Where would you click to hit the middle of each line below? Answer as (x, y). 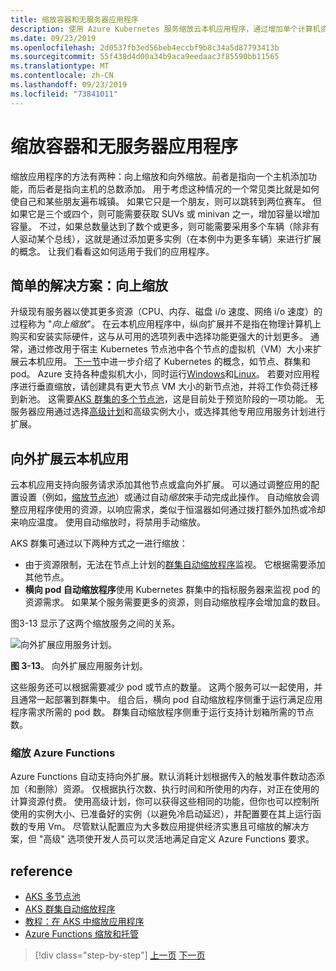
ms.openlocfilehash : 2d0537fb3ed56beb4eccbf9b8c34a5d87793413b (145, 47)
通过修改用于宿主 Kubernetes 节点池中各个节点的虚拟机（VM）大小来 (170, 349)
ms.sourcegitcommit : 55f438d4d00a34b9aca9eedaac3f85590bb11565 (145, 57)
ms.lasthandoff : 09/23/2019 (69, 85)
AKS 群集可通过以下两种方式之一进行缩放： (99, 543)
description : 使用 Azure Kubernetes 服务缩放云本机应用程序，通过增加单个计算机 (165, 29)
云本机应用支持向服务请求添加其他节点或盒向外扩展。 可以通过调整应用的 (160, 485)
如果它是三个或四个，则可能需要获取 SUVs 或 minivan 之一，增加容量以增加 (165, 213)
